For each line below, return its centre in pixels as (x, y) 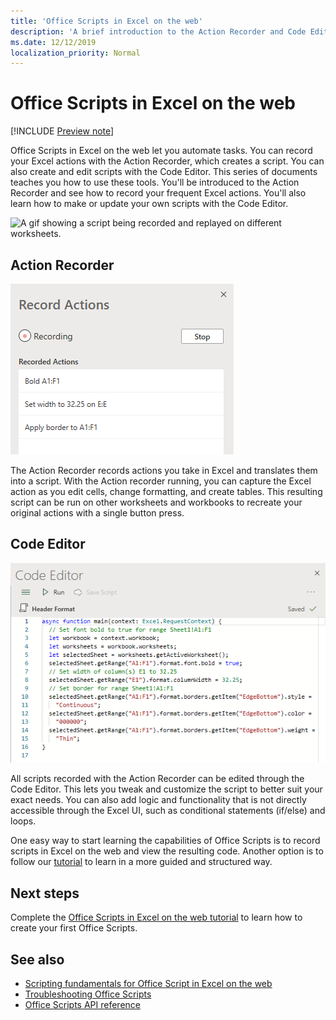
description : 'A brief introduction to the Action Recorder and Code (158, 31)
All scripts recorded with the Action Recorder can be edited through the (157, 779)
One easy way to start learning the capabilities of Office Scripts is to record (165, 841)
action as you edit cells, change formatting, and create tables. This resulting (166, 491)
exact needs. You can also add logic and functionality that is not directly (158, 800)
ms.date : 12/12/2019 (53, 42)
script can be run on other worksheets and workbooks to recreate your (156, 502)
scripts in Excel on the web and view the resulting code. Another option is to (167, 851)
